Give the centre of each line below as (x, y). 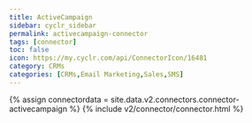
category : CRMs (37, 67)
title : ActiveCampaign (51, 17)
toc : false (29, 50)
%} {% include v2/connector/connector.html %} (157, 109)
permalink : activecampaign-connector (79, 33)
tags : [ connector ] (43, 42)
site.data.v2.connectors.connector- (175, 99)
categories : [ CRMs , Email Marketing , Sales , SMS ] (96, 75)
